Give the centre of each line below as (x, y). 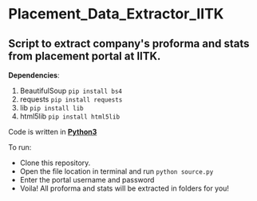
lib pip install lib (51, 108)
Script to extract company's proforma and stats (129, 44)
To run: (20, 147)
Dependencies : (34, 75)
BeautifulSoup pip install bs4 (71, 90)
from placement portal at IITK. (85, 56)
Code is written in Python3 (53, 132)
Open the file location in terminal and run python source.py (117, 171)
